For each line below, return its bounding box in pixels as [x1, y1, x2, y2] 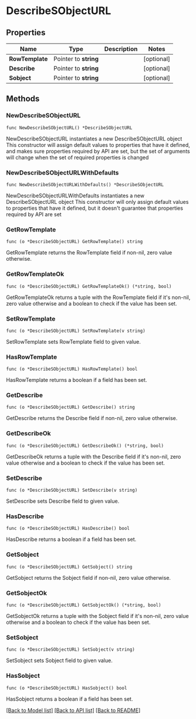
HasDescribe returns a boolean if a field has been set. [6, 536, 137, 543]
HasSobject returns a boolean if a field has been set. [6, 695, 133, 703]
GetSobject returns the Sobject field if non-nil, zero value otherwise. [6, 574, 171, 581]
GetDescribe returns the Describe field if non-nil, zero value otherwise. [6, 415, 178, 422]
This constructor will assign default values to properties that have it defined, [6, 141, 191, 148]
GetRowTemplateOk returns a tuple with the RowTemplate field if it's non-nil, [6, 294, 191, 301]
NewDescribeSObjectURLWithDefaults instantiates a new [6, 192, 145, 199]
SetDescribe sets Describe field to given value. [6, 498, 120, 505]
